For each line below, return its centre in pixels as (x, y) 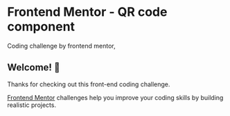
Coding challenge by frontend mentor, (61, 46)
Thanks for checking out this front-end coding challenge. (89, 84)
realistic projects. (32, 105)
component (41, 27)
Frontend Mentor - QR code (87, 12)
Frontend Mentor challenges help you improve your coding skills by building (115, 97)
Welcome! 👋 (34, 67)
